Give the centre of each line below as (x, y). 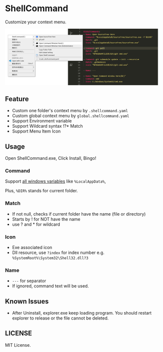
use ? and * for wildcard (36, 224)
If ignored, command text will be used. (50, 286)
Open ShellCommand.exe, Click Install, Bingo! (51, 158)
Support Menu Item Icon (36, 131)
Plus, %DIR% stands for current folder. (41, 191)
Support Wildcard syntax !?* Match (48, 126)
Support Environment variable (42, 121)
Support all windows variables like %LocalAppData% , (56, 181)
